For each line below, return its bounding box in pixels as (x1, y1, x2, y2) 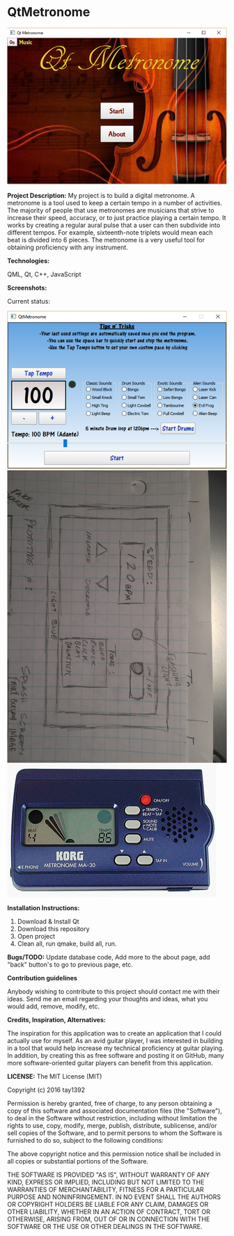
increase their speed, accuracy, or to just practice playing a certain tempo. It (7, 214, 226, 222)
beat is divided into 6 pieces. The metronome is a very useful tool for (7, 236, 205, 244)
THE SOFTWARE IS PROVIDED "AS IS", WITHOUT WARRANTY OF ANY (7, 1171, 210, 1179)
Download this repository (17, 924, 90, 933)
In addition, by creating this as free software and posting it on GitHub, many (7, 1051, 224, 1059)
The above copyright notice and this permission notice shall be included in (7, 1150, 221, 1158)
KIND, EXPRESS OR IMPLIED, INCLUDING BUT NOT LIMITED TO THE (7, 1178, 205, 1186)
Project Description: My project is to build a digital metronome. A (7, 191, 195, 200)
